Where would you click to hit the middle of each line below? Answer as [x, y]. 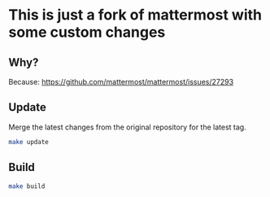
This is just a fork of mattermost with [135, 15]
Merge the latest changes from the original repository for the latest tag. [127, 127]
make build [27, 186]
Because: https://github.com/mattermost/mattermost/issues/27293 [121, 82]
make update [28, 142]
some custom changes [87, 32]
